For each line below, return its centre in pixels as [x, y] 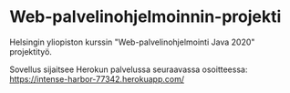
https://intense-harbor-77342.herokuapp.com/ [97, 78]
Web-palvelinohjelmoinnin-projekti [145, 17]
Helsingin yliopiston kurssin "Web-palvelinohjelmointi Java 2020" [132, 42]
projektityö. [31, 51]
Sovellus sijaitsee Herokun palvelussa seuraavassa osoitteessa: [129, 69]
